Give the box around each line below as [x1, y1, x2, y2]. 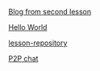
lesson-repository [8, 38, 68, 48]
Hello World [8, 23, 48, 31]
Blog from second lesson [8, 7, 92, 16]
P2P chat [8, 54, 39, 63]
